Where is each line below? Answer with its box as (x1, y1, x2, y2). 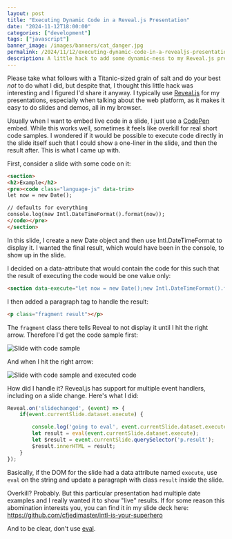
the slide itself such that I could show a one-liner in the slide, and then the (7, 139, 217, 147)
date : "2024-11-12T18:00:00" (7, 23, 91, 30)
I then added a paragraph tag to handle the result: (7, 297, 148, 306)
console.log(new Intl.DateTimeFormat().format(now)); (7, 211, 166, 218)
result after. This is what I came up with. (7, 146, 121, 154)
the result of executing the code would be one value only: (7, 271, 171, 280)
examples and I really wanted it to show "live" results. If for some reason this (7, 496, 225, 504)
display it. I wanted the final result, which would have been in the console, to (7, 243, 224, 252)
